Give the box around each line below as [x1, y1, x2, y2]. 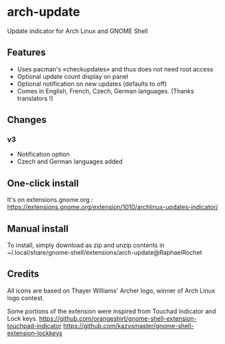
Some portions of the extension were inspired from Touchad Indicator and [7, 307, 216, 315]
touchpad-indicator [7, 321, 62, 330]
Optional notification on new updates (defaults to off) [16, 80, 167, 88]
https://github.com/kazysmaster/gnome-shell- [62, 321, 194, 330]
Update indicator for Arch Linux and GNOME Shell [7, 27, 148, 35]
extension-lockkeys [7, 329, 63, 337]
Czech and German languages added [16, 157, 123, 165]
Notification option [16, 150, 70, 159]
